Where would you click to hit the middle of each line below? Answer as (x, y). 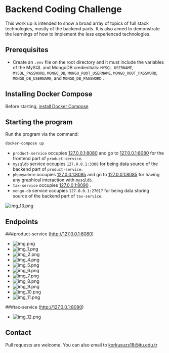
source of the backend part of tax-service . (57, 196)
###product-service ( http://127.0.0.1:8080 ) (50, 234)
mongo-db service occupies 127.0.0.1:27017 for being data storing (81, 191)
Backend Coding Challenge (64, 9)
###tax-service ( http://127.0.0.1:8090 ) (45, 307)
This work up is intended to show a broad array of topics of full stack (77, 23)
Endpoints (22, 221)
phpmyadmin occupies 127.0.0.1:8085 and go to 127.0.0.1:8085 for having (86, 175)
